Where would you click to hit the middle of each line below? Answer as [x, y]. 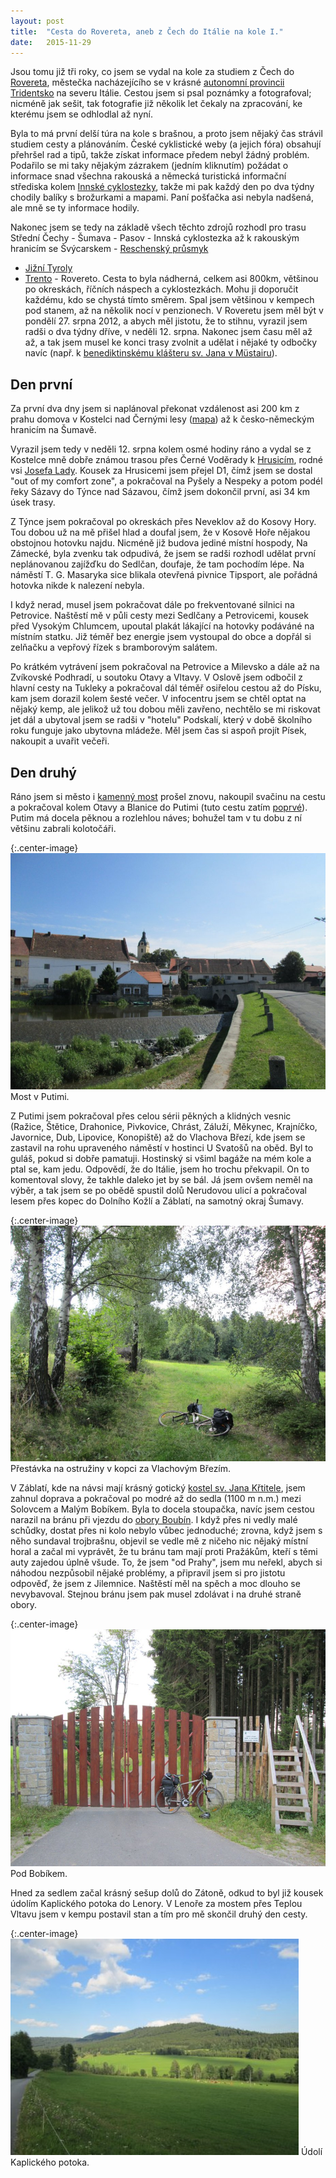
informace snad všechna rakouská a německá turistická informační [148, 176]
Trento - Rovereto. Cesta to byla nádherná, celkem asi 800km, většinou [171, 279]
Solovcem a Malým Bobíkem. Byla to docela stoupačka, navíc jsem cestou [162, 1509]
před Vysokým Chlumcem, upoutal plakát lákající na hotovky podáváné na [162, 626]
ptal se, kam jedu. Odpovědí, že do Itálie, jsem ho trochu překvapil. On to [160, 1169]
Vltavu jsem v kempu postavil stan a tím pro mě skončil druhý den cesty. [159, 1914]
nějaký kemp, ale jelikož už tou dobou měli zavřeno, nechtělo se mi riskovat [165, 709]
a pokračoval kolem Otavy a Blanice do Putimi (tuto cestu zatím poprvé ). [159, 807]
